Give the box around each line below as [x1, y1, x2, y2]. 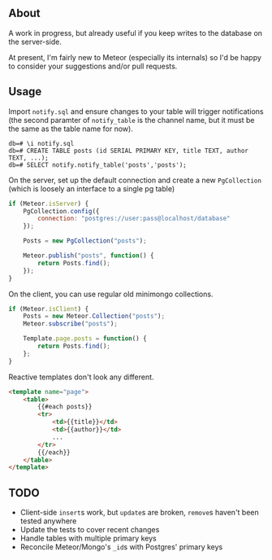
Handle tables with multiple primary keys [19, 533, 157, 544]
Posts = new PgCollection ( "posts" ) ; [23, 237, 148, 245]
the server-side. [8, 37, 63, 46]
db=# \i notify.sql [8, 139, 75, 147]
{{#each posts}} [37, 403, 93, 411]
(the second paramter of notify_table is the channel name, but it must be [8, 115, 255, 125]
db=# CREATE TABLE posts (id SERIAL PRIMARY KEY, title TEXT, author [8, 147, 249, 155]
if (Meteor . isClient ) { [8, 304, 89, 313]
